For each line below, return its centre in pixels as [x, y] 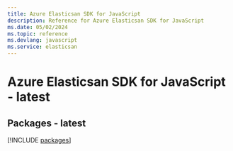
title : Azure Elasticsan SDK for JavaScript [74, 14]
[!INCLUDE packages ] [39, 140]
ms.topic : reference [38, 34]
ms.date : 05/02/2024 [38, 27]
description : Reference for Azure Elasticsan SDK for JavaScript [106, 21]
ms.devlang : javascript [42, 40]
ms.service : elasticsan [42, 47]
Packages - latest [47, 123]
